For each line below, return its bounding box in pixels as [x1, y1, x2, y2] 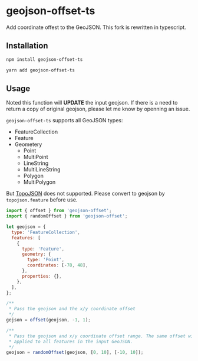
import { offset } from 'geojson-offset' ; [6, 208, 112, 214]
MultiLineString [23, 166, 61, 173]
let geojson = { [6, 224, 46, 230]
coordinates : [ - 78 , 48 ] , [27, 262, 88, 268]
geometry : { [21, 251, 51, 258]
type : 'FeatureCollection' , [11, 229, 81, 235]
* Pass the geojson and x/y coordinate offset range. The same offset [8, 333, 186, 339]
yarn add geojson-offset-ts [6, 67, 75, 73]
